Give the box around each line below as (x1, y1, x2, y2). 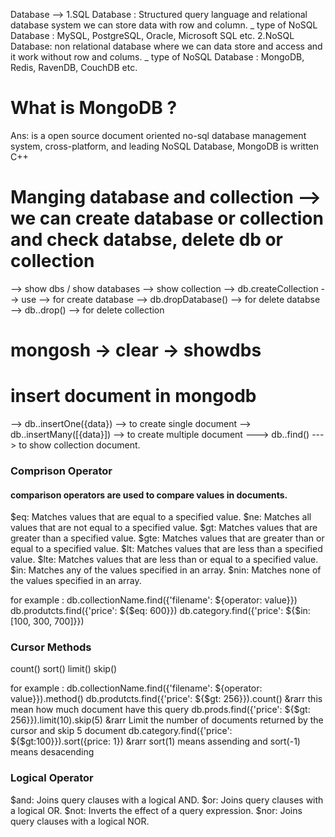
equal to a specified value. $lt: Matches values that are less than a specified (10, 543, 323, 555)
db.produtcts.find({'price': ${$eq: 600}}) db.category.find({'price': (10, 605, 284, 617)
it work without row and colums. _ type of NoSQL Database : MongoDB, (10, 51, 305, 63)
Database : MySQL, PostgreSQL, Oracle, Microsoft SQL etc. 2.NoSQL (10, 30, 295, 41)
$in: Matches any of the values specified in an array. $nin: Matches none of (10, 564, 322, 576)
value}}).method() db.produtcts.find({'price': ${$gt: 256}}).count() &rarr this (10, 693, 323, 705)
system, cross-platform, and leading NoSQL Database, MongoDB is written (10, 140, 320, 152)
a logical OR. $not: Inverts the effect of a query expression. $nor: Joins (10, 804, 303, 816)
